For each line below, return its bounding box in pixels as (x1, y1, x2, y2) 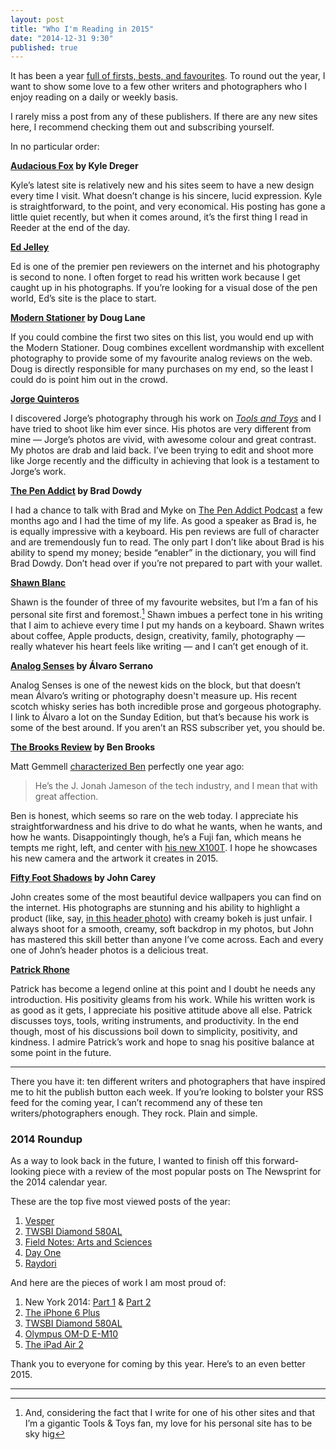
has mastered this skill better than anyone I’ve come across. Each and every (10, 933, 324, 945)
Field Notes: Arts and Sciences (24, 1236, 153, 1248)
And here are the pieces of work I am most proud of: (10, 1277, 227, 1289)
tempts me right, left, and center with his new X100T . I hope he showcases (10, 841, 318, 853)
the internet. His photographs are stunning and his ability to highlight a (10, 901, 301, 913)
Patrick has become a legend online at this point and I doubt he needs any (10, 982, 316, 995)
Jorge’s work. (10, 466, 67, 478)
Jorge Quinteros (10, 393, 80, 405)
